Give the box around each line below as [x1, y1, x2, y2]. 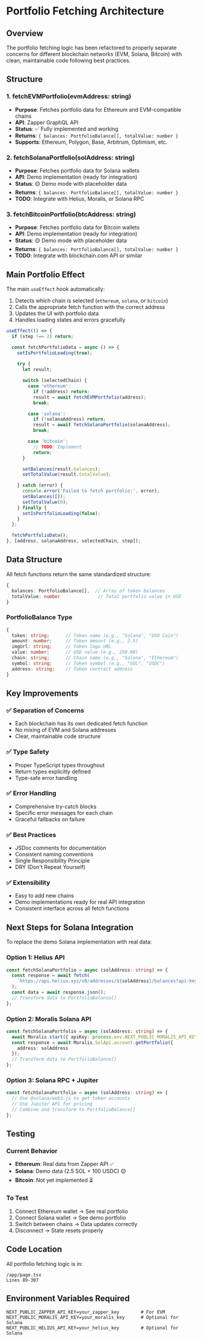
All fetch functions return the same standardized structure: [6, 570, 151, 578]
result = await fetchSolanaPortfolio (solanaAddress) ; [32, 422, 171, 428]
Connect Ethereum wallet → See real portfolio [14, 1208, 128, 1215]
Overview [6, 28, 44, 38]
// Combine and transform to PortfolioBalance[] [11, 1106, 136, 1113]
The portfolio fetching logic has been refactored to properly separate [6, 44, 177, 51]
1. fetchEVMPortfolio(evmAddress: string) [6, 92, 132, 100]
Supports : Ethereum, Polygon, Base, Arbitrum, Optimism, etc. [14, 138, 168, 146]
